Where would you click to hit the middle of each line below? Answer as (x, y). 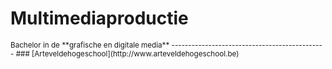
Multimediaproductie (99, 18)
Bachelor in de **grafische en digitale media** (90, 45)
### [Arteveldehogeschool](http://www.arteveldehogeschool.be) (127, 53)
